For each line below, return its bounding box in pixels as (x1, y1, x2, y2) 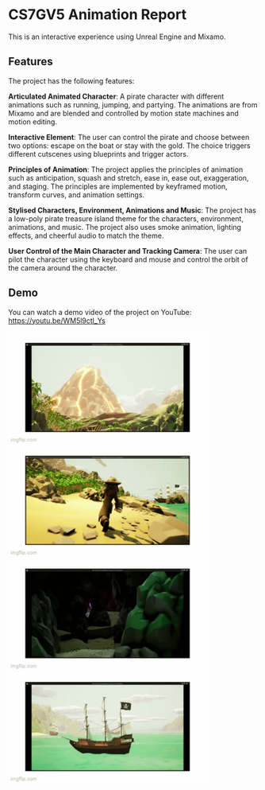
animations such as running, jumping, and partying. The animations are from (8, 99, 258, 109)
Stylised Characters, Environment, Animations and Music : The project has (8, 205, 256, 215)
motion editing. (8, 117, 58, 126)
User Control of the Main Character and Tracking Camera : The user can (8, 246, 248, 255)
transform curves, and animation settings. (8, 189, 145, 200)
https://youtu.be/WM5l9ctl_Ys (8, 316, 106, 325)
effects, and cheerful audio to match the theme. (8, 231, 164, 240)
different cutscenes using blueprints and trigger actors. (8, 149, 189, 158)
